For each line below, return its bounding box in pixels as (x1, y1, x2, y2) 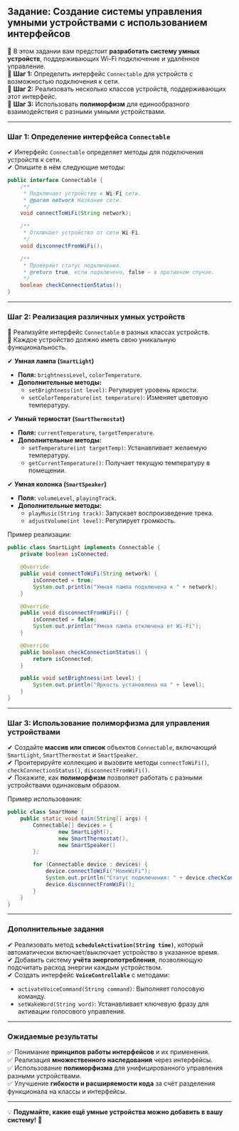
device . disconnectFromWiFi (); (45, 881, 135, 888)
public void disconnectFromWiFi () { (20, 610, 129, 617)
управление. (7, 62, 46, 70)
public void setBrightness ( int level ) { (20, 675, 142, 682)
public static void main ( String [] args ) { (20, 815, 148, 822)
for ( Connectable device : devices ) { (33, 861, 148, 869)
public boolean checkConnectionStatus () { (20, 649, 148, 656)
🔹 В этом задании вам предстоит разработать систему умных (7, 46, 201, 55)
